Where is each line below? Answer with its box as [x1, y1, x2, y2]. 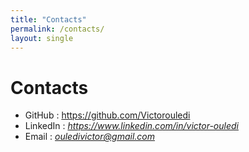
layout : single [10, 33, 74, 43]
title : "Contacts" [10, 14, 87, 25]
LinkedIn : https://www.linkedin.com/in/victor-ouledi [24, 120, 239, 132]
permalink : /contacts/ [10, 24, 105, 34]
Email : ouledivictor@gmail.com [24, 131, 155, 143]
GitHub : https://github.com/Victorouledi [24, 109, 191, 121]
